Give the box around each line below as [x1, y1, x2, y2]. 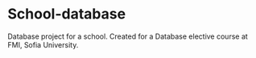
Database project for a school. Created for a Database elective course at [7, 31, 249, 41]
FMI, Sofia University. [7, 39, 79, 49]
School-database [7, 5, 126, 23]
